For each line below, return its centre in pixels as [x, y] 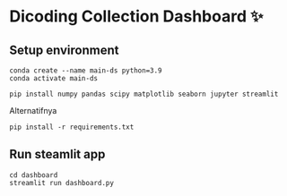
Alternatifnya [33, 111]
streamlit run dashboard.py [62, 183]
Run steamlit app [57, 154]
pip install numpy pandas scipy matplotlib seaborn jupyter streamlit [144, 94]
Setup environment [64, 50]
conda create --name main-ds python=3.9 [86, 71]
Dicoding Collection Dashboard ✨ [136, 17]
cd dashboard [34, 175]
